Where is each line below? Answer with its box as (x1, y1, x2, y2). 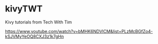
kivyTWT (5, 3, 43, 14)
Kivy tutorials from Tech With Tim (5, 19, 72, 25)
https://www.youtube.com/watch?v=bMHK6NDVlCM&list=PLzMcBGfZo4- (5, 28, 153, 34)
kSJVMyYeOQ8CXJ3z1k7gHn (5, 33, 64, 39)
